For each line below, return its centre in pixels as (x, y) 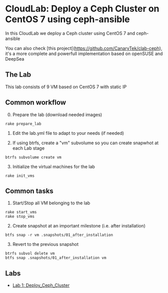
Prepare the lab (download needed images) (57, 114)
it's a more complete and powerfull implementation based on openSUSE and (84, 54)
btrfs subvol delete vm (30, 253)
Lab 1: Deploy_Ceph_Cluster (41, 285)
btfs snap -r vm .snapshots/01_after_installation (59, 235)
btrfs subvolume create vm (33, 157)
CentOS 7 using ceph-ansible (68, 19)
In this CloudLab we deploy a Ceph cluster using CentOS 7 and (70, 33)
